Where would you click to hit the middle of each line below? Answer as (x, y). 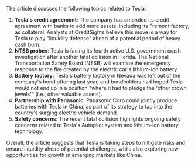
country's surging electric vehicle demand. (66, 113)
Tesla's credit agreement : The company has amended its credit (92, 20)
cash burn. (28, 44)
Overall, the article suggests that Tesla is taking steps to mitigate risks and (96, 143)
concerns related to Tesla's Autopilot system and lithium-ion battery (96, 125)
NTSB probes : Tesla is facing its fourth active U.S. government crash (98, 51)
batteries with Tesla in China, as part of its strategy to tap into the (93, 107)
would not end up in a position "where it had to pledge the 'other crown (100, 88)
